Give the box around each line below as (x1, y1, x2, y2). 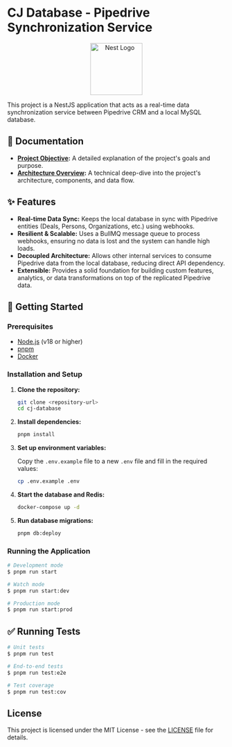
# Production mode (7, 600, 60, 607)
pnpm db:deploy (17, 529, 62, 537)
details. (7, 733, 28, 741)
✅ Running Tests (7, 626, 81, 637)
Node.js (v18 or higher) (17, 338, 83, 346)
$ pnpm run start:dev (7, 587, 70, 594)
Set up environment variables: (17, 444, 107, 452)
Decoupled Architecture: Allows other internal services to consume (17, 251, 212, 259)
